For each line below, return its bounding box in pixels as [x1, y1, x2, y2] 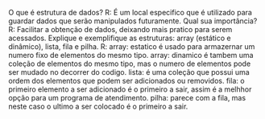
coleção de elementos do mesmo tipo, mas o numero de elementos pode [8, 59, 251, 68]
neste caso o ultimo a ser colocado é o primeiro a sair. [8, 101, 188, 111]
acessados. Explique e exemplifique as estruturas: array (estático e [8, 33, 231, 43]
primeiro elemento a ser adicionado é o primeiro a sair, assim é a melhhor [8, 84, 252, 94]
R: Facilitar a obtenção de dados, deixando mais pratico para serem [8, 25, 233, 34]
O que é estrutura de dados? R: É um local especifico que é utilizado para [8, 8, 252, 17]
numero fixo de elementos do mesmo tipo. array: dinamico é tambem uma [8, 51, 254, 59]
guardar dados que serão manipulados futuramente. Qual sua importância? [8, 16, 258, 26]
